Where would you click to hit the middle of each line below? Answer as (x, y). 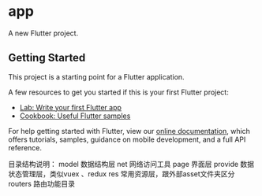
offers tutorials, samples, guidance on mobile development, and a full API (127, 139)
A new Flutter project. (43, 33)
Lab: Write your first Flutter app (71, 107)
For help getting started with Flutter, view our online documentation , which (129, 131)
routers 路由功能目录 (41, 183)
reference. (25, 147)
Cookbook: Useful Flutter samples (75, 116)
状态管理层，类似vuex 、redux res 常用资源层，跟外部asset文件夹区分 (122, 174)
